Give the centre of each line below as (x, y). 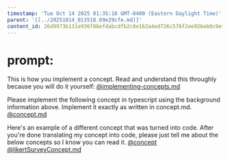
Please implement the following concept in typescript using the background (114, 100)
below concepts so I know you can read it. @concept (82, 142)
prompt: (30, 60)
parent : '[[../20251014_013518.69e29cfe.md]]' (75, 20)
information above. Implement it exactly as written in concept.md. (100, 107)
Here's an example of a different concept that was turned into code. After (111, 128)
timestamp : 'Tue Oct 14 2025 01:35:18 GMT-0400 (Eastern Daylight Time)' (115, 13)
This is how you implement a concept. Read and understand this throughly (112, 79)
